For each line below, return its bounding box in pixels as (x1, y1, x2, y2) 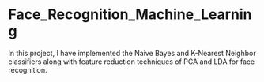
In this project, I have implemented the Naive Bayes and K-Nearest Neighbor (8, 48, 256, 58)
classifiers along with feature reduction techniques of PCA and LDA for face (8, 57, 255, 66)
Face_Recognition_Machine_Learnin (8, 6, 252, 24)
